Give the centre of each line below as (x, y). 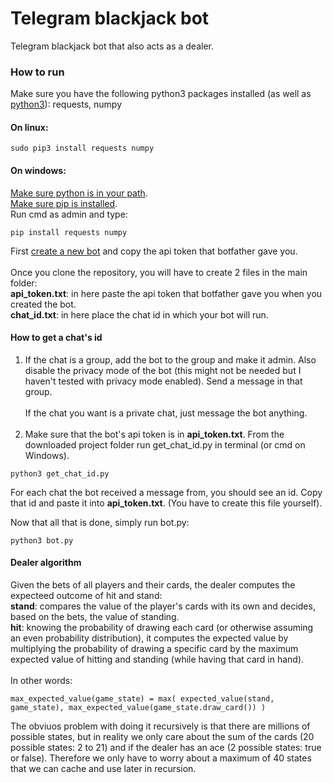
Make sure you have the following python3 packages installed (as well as (161, 94)
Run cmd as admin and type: (69, 214)
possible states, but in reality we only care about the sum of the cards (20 (162, 737)
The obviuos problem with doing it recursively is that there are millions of (160, 726)
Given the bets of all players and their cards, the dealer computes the (153, 585)
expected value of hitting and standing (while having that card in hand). (157, 659)
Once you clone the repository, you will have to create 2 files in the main (159, 272)
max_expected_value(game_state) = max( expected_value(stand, (142, 699)
